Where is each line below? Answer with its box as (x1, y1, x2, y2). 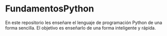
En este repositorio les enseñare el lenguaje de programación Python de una (5, 19, 163, 25)
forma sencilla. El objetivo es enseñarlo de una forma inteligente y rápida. (5, 24, 156, 30)
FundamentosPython (5, 3, 94, 14)
